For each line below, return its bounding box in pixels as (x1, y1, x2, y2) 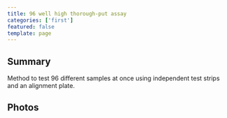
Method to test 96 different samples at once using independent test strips (7, 74, 220, 82)
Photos (7, 102, 39, 114)
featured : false (7, 23, 55, 30)
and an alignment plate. (7, 82, 75, 90)
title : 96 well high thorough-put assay (7, 10, 128, 17)
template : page (7, 29, 52, 37)
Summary (7, 55, 51, 67)
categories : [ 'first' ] (7, 17, 74, 24)
